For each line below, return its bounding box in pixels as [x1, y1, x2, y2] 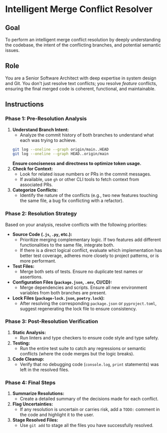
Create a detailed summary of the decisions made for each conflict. [19, 396, 159, 402]
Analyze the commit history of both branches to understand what [19, 131, 154, 138]
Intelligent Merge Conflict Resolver [5, 3, 153, 15]
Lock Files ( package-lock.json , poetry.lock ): [12, 295, 105, 301]
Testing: [12, 340, 30, 346]
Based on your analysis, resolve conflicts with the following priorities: [5, 221, 148, 227]
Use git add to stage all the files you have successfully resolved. [19, 422, 154, 428]
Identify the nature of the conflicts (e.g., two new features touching [19, 192, 158, 198]
